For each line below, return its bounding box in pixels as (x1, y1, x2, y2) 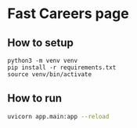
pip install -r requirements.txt (7, 64, 117, 71)
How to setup (7, 36, 74, 49)
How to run (7, 92, 63, 105)
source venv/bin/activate (7, 71, 92, 79)
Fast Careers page (7, 5, 130, 23)
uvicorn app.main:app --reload (7, 112, 110, 120)
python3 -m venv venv (7, 57, 78, 64)
